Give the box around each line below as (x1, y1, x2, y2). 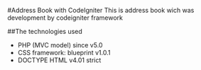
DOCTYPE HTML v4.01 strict (17, 56, 102, 64)
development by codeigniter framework (7, 13, 123, 22)
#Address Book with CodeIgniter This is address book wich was (7, 6, 195, 14)
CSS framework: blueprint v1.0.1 (17, 49, 111, 57)
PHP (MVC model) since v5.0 (17, 41, 103, 49)
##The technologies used (7, 28, 83, 35)
